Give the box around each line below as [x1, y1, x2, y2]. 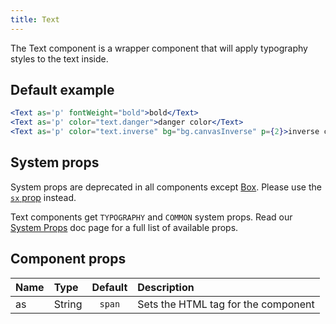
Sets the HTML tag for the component [137, 297, 315, 311]
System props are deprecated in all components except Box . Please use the [10, 181, 322, 193]
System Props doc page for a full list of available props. [10, 221, 239, 233]
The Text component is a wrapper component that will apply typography [10, 42, 308, 54]
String [53, 297, 83, 311]
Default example [10, 82, 115, 99]
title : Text [10, 14, 60, 25]
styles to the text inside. [10, 52, 109, 65]
